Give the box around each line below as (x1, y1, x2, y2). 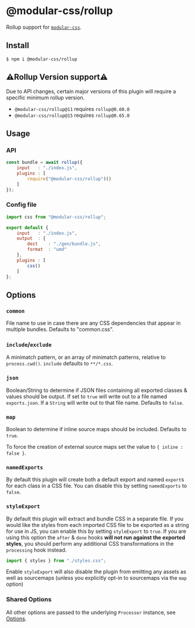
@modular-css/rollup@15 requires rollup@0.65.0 (14, 112, 130, 119)
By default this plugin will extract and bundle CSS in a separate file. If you (6, 515, 184, 522)
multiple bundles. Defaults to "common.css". (6, 326, 114, 333)
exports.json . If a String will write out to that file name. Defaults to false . (6, 399, 184, 406)
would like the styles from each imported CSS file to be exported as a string (6, 521, 189, 528)
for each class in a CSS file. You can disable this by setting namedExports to (6, 482, 187, 489)
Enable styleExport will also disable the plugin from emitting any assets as (6, 568, 187, 575)
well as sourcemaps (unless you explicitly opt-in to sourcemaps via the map (6, 575, 187, 582)
